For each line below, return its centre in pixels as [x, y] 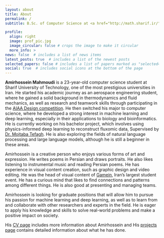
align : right [23, 37]
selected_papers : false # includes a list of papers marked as [71, 64]
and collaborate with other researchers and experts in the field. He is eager [81, 205]
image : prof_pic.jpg [30, 41]
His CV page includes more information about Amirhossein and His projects [81, 225]
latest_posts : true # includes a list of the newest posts [68, 59]
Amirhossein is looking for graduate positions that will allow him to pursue [79, 195]
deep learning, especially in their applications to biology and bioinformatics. [81, 119]
